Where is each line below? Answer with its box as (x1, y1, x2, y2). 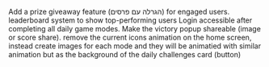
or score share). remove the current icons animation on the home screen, (8, 32, 252, 42)
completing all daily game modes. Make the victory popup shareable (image (8, 24, 261, 33)
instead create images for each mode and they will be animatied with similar (8, 41, 261, 51)
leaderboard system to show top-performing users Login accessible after (8, 15, 253, 25)
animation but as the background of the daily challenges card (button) (8, 50, 242, 59)
